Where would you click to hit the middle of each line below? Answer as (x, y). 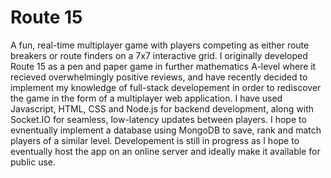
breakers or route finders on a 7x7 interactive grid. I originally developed (159, 55)
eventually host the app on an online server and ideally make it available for (165, 151)
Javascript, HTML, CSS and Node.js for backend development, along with (162, 108)
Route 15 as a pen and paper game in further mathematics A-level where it (163, 66)
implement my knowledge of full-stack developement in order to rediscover (166, 87)
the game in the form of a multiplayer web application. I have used (146, 98)
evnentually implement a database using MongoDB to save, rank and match (166, 130)
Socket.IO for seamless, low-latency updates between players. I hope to (158, 119)
